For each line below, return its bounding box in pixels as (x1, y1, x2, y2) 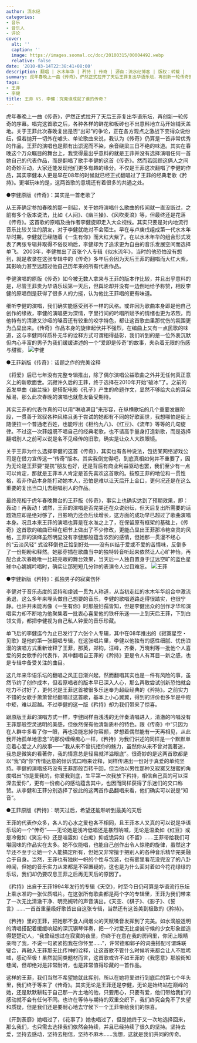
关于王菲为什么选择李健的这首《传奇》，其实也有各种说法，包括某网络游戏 (6, 448, 184, 455)
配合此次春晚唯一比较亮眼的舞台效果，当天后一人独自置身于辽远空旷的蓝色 (6, 556, 186, 563)
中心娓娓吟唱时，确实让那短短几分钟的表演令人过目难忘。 (11, 563, 150, 570)
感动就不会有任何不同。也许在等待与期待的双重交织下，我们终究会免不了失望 (6, 996, 191, 1003)
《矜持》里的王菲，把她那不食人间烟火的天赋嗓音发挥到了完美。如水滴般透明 (6, 917, 191, 924)
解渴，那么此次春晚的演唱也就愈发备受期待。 (6, 393, 114, 400)
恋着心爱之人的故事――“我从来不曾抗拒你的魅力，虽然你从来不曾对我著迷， (6, 742, 189, 749)
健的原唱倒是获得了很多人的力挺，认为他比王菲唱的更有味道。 (6, 290, 155, 297)
